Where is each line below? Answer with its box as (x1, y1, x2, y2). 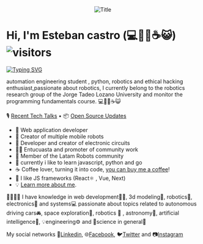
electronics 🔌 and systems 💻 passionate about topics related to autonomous (6, 200, 197, 207)
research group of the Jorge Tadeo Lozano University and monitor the (6, 91, 183, 98)
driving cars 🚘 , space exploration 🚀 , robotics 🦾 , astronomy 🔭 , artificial (6, 209, 179, 216)
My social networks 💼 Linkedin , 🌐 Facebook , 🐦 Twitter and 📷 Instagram (6, 231, 183, 238)
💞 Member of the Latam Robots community (15, 152, 124, 160)
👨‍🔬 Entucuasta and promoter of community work (15, 146, 139, 153)
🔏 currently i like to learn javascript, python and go (15, 158, 142, 166)
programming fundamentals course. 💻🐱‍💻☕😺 (6, 97, 121, 105)
